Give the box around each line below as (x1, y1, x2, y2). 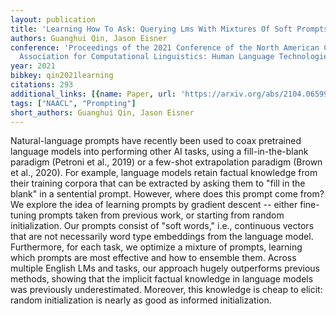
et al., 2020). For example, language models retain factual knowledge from (10, 167, 318, 179)
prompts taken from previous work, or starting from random (38, 209, 285, 221)
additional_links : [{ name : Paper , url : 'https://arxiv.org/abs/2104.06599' (10, 89, 333, 99)
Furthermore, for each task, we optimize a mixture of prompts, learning (10, 241, 303, 253)
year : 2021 (10, 61, 56, 71)
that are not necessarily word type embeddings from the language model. (10, 231, 314, 243)
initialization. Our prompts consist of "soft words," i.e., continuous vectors (10, 220, 315, 232)
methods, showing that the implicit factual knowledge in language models (10, 273, 314, 285)
